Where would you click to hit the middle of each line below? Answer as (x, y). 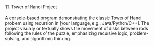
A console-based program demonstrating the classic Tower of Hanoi (73, 18)
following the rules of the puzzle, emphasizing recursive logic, (67, 33)
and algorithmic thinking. (46, 38)
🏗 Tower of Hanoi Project (31, 7)
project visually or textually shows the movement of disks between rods (77, 28)
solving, (13, 38)
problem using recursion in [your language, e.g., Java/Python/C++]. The (77, 23)
